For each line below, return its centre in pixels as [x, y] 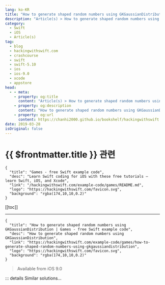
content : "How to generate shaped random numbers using [76, 111]
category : [15, 23]
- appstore [21, 83]
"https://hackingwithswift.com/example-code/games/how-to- [89, 242]
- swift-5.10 [23, 64]
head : [11, 87]
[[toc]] [12, 207]
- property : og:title [36, 96]
